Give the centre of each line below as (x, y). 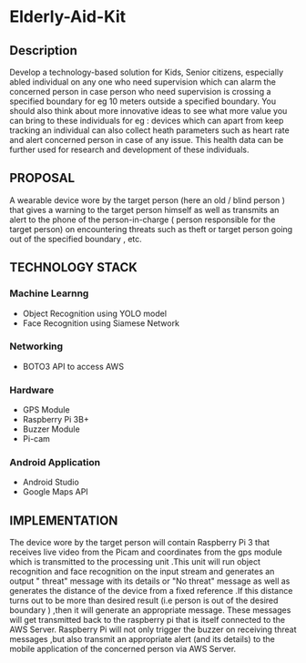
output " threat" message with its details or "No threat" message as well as (150, 581)
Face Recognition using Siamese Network (101, 323)
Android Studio (51, 482)
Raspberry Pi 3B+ (56, 420)
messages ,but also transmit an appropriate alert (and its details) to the (142, 639)
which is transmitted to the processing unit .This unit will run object (135, 562)
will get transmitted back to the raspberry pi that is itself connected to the (147, 620)
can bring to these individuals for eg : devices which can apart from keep (147, 121)
